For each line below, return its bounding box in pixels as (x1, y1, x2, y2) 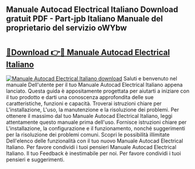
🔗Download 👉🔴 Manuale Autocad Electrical (6, 47, 170, 58)
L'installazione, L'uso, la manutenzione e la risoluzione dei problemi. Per (6, 106, 180, 113)
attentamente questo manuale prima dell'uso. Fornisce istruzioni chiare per (6, 119, 187, 126)
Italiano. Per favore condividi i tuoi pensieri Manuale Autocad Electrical (6, 144, 177, 150)
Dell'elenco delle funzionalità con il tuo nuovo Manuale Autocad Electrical (6, 137, 183, 144)
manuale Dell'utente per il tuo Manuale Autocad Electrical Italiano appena (6, 82, 183, 88)
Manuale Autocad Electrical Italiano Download (6, 5, 179, 15)
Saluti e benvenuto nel (123, 75, 177, 82)
